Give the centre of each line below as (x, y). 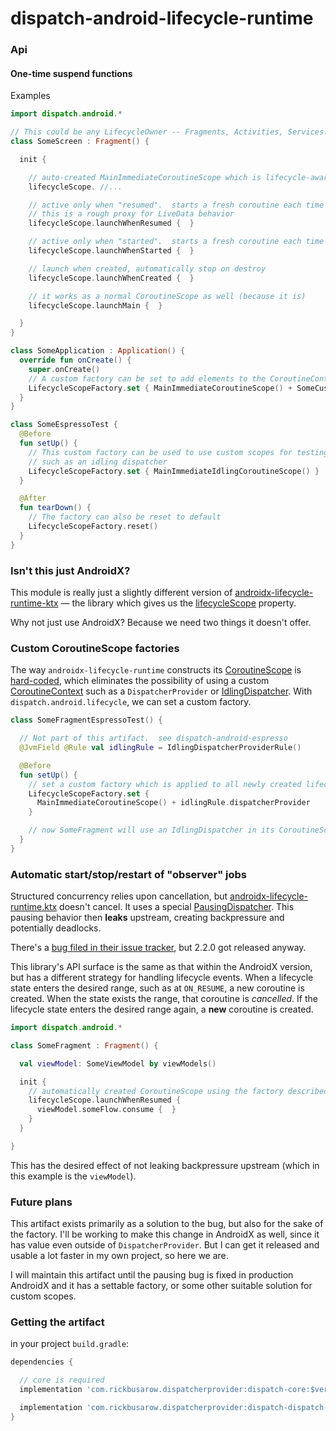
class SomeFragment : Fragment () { (84, 1045)
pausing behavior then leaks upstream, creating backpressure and (147, 918)
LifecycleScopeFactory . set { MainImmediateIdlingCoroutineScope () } (174, 471)
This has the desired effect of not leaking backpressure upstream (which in (165, 1165)
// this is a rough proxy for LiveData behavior (131, 214)
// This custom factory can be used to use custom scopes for (160, 452)
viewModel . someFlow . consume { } (106, 1110)
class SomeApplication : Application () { (98, 351)
